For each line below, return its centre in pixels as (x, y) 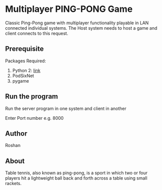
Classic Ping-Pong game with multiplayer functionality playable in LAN (77, 23)
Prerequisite (25, 49)
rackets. (13, 184)
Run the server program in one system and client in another (66, 108)
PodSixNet (23, 76)
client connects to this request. (37, 33)
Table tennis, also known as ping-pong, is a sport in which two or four (76, 173)
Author (16, 133)
